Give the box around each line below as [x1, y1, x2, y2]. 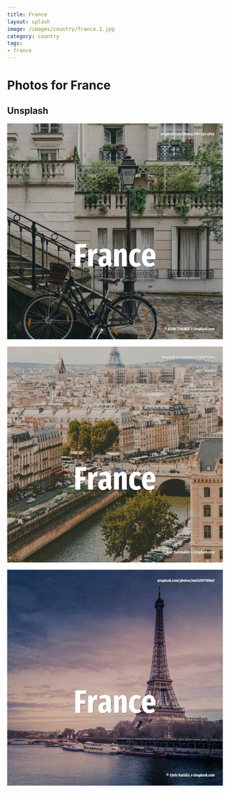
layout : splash [7, 18, 51, 25]
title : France [7, 11, 48, 18]
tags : [7, 40, 23, 47]
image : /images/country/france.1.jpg [7, 25, 115, 32]
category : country [7, 33, 60, 40]
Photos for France [7, 77, 111, 93]
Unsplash [7, 105, 49, 117]
